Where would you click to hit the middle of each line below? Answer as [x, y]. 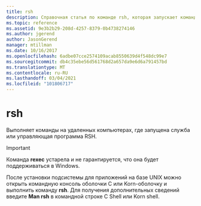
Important [18, 147]
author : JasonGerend [32, 39]
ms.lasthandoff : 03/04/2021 [41, 78]
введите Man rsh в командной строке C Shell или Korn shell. [83, 196]
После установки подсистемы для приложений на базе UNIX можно [94, 177]
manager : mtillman [29, 45]
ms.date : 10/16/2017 [32, 51]
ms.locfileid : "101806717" [40, 84]
